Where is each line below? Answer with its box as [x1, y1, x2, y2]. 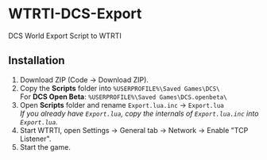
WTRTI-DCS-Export [8, 5, 142, 23]
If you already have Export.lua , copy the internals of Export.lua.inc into [19, 109, 259, 118]
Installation [8, 54, 65, 67]
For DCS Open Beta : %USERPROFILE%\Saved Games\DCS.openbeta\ [19, 92, 228, 101]
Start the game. [19, 142, 72, 151]
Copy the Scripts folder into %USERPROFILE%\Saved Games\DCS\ [19, 83, 220, 93]
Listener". [19, 134, 52, 143]
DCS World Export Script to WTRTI [8, 31, 122, 40]
